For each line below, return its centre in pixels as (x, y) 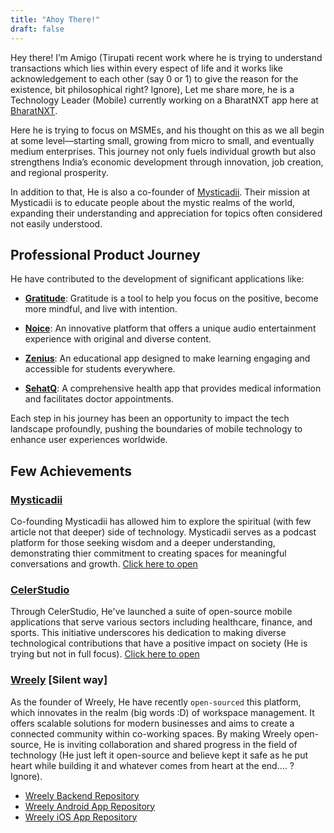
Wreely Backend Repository (82, 795)
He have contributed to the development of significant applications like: (157, 279)
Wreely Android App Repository (90, 806)
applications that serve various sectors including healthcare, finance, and (161, 622)
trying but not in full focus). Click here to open (105, 654)
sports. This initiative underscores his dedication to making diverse (148, 633)
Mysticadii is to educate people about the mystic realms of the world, (153, 202)
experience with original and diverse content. (118, 339)
